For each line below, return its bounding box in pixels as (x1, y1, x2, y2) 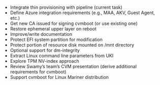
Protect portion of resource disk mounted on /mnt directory (10, 42, 135, 48)
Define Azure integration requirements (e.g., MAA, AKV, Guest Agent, (10, 10, 155, 16)
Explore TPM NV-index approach (10, 58, 80, 64)
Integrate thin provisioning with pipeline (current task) (10, 5, 123, 10)
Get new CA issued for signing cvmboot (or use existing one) (10, 20, 138, 26)
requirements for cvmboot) (10, 69, 67, 75)
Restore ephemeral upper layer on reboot (10, 26, 97, 32)
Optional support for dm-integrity (10, 48, 80, 53)
